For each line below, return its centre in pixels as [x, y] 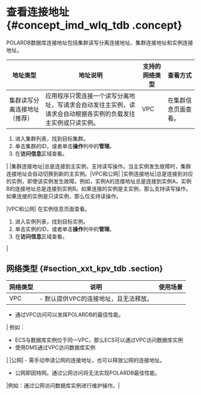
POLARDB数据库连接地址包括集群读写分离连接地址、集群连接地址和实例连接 [100, 42]
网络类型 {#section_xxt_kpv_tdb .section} [85, 269]
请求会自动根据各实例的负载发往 [90, 114]
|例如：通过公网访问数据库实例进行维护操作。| [63, 385]
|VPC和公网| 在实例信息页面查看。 [48, 209]
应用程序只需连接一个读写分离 [87, 96]
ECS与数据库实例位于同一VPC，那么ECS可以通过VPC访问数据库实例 [99, 340]
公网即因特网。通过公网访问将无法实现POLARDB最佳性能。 [87, 373]
